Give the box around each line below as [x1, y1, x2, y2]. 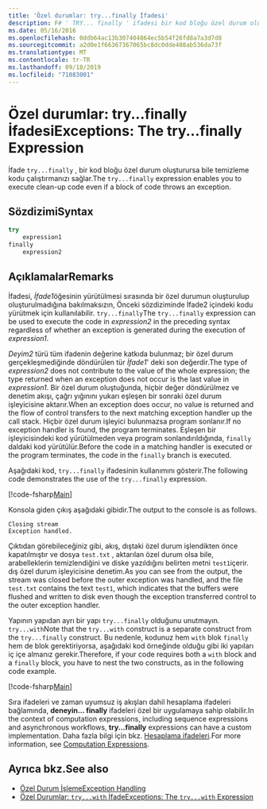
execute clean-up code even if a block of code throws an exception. [8, 182, 232, 192]
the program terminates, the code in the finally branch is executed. [8, 450, 232, 459]
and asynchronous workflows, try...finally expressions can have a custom [8, 722, 252, 732]
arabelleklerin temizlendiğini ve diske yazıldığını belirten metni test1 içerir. [8, 558, 249, 567]
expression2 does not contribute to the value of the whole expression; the [8, 366, 250, 375]
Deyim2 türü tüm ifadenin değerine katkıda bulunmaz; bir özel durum [8, 349, 234, 358]
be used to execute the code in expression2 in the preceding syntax [8, 316, 230, 326]
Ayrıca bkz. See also [8, 762, 109, 776]
